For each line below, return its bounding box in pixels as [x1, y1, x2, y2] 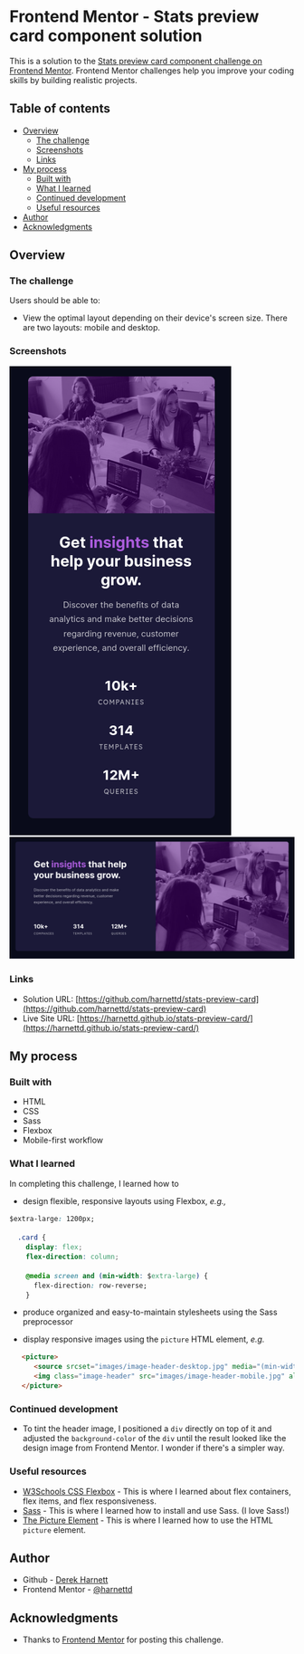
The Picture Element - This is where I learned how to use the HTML [22, 1515, 273, 1525]
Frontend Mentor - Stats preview [9, 6, 260, 27]
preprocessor [22, 1316, 74, 1327]
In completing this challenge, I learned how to [9, 1178, 179, 1189]
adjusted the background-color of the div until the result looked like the [22, 1433, 287, 1444]
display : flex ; [25, 1243, 83, 1252]
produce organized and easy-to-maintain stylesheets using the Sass [22, 1306, 278, 1318]
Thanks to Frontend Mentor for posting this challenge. [22, 1634, 224, 1645]
